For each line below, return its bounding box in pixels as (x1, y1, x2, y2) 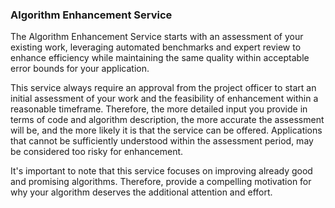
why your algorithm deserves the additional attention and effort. (10, 186, 273, 198)
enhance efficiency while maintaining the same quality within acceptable (10, 52, 310, 64)
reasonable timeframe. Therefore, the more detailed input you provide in (10, 103, 308, 115)
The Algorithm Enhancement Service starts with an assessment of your (10, 31, 304, 43)
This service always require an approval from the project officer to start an (10, 82, 317, 94)
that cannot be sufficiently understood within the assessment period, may (10, 135, 314, 147)
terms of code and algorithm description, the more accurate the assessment (10, 114, 325, 126)
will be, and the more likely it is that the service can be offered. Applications (10, 124, 323, 137)
